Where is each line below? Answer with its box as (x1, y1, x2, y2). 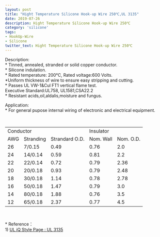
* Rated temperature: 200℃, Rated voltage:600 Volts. (5, 72, 113, 78)
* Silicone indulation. (5, 67, 47, 73)
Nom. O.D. (117, 135, 141, 142)
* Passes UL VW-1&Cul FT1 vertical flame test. (5, 82, 97, 88)
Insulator (89, 127, 109, 134)
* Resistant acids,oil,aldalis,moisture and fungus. (5, 93, 102, 99)
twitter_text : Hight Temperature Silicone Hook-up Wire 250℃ (5, 43, 132, 48)
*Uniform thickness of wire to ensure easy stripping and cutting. (5, 77, 134, 83)
